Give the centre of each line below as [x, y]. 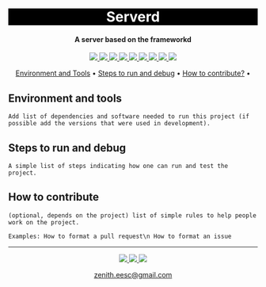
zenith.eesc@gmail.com [133, 274]
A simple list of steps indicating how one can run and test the [118, 166]
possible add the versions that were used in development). [110, 124]
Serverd [133, 17]
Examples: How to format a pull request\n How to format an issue [120, 236]
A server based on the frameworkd [133, 39]
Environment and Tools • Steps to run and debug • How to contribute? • [133, 73]
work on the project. [44, 222]
